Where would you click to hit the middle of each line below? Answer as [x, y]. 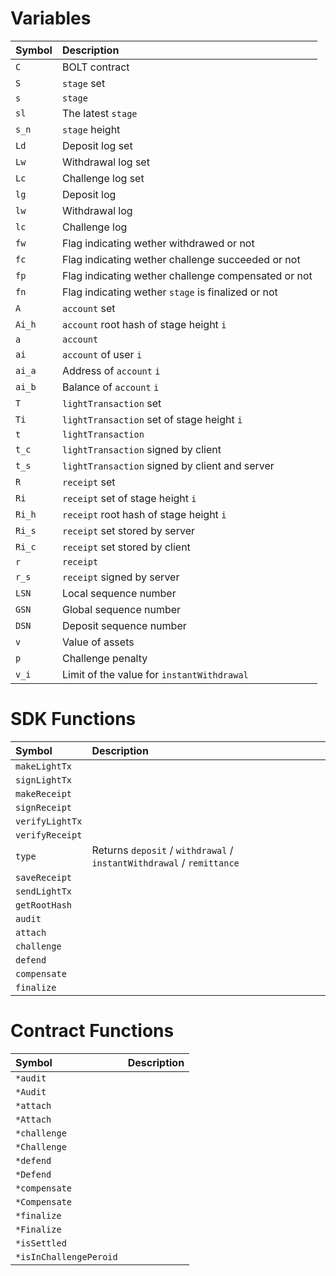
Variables [51, 18]
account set [88, 308]
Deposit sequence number [124, 625]
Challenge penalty [104, 658]
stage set [83, 83]
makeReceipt [44, 793]
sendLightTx [44, 891]
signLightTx [44, 780]
